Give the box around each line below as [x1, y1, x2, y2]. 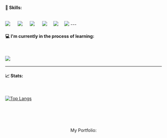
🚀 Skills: [5, 4, 22, 10]
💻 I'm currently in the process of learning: [5, 33, 94, 39]
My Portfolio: [70, 127, 97, 133]
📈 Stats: [5, 73, 23, 79]
